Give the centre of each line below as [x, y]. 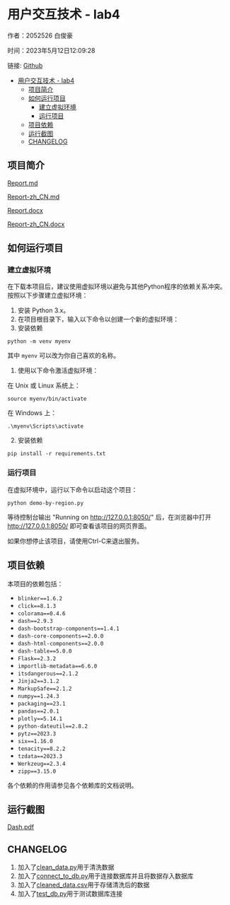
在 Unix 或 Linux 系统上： [44, 385]
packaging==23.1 [41, 703]
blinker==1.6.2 [40, 598]
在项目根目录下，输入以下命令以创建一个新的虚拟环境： [98, 320]
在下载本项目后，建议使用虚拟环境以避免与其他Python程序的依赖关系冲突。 [117, 286]
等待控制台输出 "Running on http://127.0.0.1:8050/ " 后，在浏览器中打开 [109, 517]
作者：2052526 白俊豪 [40, 35]
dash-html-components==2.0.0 [61, 643]
